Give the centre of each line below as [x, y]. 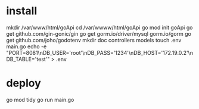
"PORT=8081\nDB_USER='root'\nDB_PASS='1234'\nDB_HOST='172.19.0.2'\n [100, 52]
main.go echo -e [27, 46]
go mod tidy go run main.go [40, 99]
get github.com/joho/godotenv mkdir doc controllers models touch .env [94, 40]
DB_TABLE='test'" [28, 59]
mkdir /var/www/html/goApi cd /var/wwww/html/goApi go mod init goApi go [99, 27]
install [22, 11]
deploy [24, 83]
